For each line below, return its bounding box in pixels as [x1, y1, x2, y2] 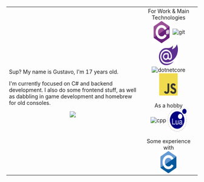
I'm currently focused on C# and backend [8, 79, 113, 87]
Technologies [151, 13, 186, 21]
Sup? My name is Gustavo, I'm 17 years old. [8, 68, 119, 75]
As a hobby [154, 102, 183, 109]
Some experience [146, 138, 191, 145]
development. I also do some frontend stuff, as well [8, 86, 137, 93]
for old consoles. [8, 99, 51, 106]
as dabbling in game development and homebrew [8, 92, 132, 100]
